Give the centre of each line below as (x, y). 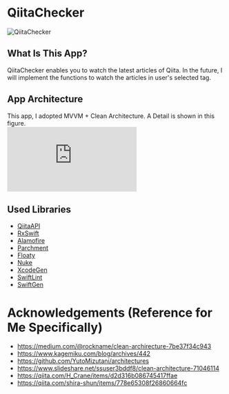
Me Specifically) (55, 327)
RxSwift (28, 233)
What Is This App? (47, 53)
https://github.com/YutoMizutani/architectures (83, 361)
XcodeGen (32, 270)
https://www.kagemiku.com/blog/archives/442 (83, 354)
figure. (17, 123)
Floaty (26, 255)
